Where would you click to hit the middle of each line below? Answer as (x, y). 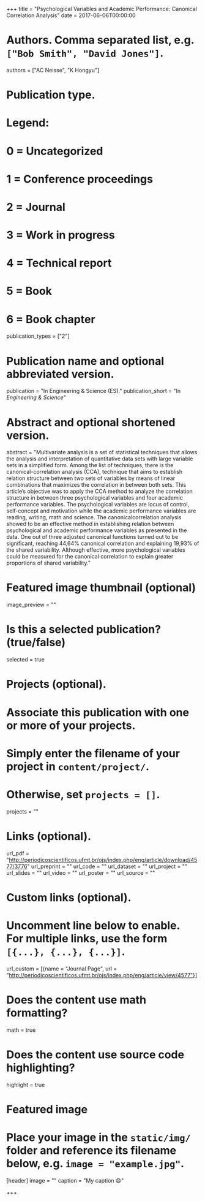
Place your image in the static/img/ (99, 1137)
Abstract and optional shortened (91, 422)
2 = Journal (36, 207)
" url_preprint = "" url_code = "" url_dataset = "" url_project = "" (107, 866)
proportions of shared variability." (48, 563)
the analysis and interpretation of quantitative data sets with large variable (100, 459)
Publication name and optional (85, 361)
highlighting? (41, 1068)
